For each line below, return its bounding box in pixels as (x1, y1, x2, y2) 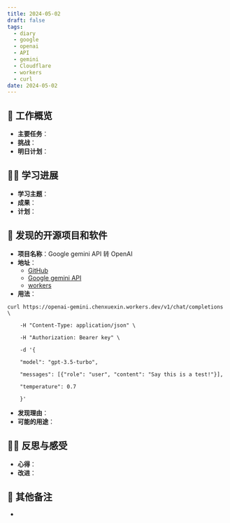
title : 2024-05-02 (7, 10, 61, 18)
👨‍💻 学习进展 (7, 170, 59, 182)
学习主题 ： (17, 189, 49, 198)
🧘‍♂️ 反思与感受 (7, 440, 68, 452)
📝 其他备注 (7, 491, 52, 503)
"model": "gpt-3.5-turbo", (20, 358, 99, 365)
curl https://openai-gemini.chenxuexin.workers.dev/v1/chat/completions (7, 303, 224, 311)
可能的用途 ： (17, 417, 55, 426)
